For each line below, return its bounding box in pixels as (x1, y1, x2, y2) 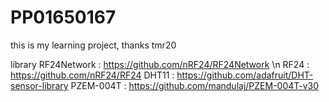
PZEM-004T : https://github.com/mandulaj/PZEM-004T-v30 (70, 79, 320, 91)
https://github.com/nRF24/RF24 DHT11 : (10, 69, 175, 81)
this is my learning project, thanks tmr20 (10, 39, 177, 51)
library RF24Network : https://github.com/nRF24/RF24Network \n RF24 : (10, 58, 310, 70)
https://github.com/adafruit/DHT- (176, 69, 314, 81)
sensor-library (10, 79, 69, 91)
